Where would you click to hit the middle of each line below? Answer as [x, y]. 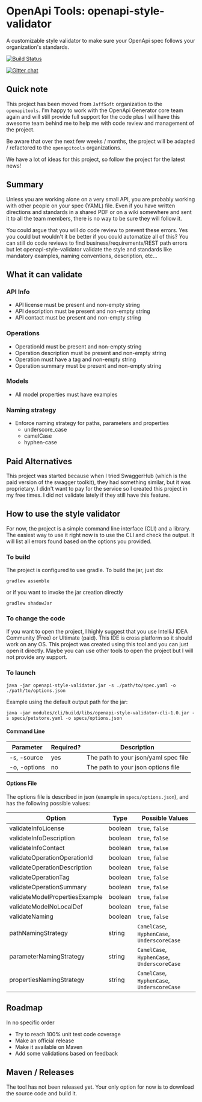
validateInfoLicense [37, 828]
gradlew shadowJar [29, 603]
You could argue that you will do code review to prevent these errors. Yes [97, 230]
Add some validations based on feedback [66, 1053]
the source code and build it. [42, 1093]
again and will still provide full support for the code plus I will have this [93, 116]
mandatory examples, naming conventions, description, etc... [82, 256]
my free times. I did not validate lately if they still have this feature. [88, 495]
